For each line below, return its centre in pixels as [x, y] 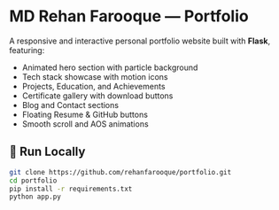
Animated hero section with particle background [110, 67]
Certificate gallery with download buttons [97, 96]
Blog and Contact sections [70, 105]
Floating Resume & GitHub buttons [85, 114]
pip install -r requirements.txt [71, 189]
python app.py [35, 197]
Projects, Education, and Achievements [93, 86]
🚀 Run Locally [47, 152]
